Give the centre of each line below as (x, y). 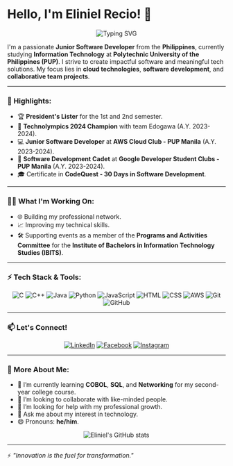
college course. (54, 392)
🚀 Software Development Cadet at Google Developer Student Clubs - (118, 159)
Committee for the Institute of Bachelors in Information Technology (116, 245)
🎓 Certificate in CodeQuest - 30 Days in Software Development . (112, 174)
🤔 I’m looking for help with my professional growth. (90, 407)
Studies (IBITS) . (40, 252)
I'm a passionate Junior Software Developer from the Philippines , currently (116, 47)
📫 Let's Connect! (37, 327)
